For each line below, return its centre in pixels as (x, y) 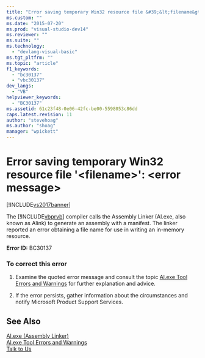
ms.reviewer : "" (27, 35)
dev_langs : (20, 86)
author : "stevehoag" (33, 120)
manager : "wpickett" (33, 132)
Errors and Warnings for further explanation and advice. (85, 284)
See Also (23, 321)
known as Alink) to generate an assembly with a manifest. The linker (92, 223)
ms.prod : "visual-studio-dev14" (47, 29)
